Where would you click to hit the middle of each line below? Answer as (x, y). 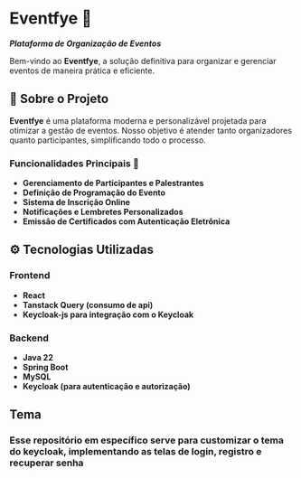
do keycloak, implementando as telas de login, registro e (136, 452)
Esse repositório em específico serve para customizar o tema (147, 440)
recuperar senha (47, 463)
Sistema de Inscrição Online (76, 202)
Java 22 (38, 358)
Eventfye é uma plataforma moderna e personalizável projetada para (138, 120)
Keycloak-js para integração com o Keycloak (108, 314)
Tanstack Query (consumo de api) (88, 305)
